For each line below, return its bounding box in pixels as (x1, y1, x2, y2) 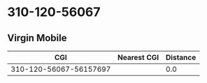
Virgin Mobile (7, 32, 67, 44)
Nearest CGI (117, 53, 159, 62)
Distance (165, 53, 197, 62)
